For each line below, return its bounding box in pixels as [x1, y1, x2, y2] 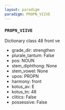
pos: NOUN [11, 57, 35, 64]
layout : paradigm [4, 7, 40, 12]
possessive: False [11, 99, 48, 105]
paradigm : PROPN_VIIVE [4, 12, 50, 17]
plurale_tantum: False [11, 52, 54, 58]
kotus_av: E [11, 84, 35, 89]
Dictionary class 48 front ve [4, 38, 60, 44]
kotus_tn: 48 [11, 88, 37, 94]
